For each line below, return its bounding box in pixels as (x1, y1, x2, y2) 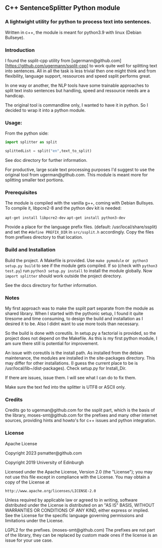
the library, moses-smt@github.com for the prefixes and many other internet (5, 412, 157, 418)
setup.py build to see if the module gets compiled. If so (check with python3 (5, 263, 158, 268)
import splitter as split (5, 140, 57, 145)
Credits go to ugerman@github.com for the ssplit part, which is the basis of (5, 407, 155, 413)
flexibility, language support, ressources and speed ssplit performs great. (5, 73, 151, 79)
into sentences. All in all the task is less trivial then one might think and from (5, 68, 156, 74)
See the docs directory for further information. (5, 282, 98, 288)
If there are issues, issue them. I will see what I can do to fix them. (5, 375, 136, 380)
